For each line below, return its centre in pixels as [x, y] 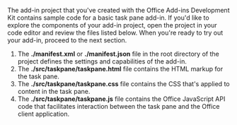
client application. [43, 114]
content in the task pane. [54, 91]
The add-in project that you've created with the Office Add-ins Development [118, 10]
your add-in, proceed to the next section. [67, 40]
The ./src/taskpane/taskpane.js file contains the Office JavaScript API [121, 99]
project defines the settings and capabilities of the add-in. [102, 61]
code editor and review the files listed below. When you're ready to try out [115, 32]
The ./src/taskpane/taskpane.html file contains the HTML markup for [120, 69]
